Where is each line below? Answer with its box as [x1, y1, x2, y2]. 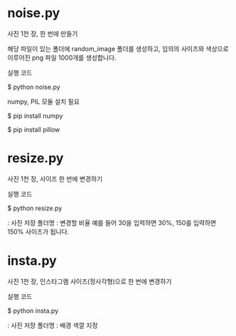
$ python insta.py [7, 306, 59, 315]
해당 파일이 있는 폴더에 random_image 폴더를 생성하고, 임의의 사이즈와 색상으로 [7, 44, 229, 53]
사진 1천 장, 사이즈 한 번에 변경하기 [7, 174, 103, 183]
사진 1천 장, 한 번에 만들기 [7, 29, 78, 38]
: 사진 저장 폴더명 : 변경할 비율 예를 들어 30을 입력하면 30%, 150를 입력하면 [7, 218, 217, 227]
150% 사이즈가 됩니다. [7, 227, 70, 236]
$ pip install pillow [7, 125, 60, 134]
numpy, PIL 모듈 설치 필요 [7, 97, 80, 106]
